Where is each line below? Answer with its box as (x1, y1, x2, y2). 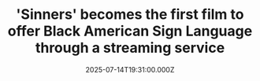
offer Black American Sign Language (7, 22, 253, 40)
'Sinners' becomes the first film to (16, 6, 244, 24)
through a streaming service (35, 39, 225, 57)
